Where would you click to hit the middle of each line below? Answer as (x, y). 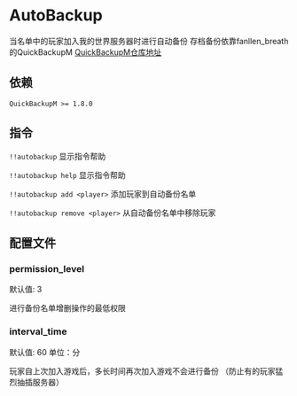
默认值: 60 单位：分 (45, 352)
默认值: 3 (26, 290)
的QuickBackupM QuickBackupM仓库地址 (86, 52)
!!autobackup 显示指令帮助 (58, 156)
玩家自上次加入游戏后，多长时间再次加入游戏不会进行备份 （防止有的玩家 (142, 371)
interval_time (38, 331)
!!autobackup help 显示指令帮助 (67, 175)
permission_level (47, 268)
